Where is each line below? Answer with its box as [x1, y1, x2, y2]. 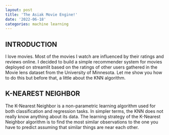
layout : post [5, 7, 33, 13]
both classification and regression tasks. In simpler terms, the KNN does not [5, 108, 163, 114]
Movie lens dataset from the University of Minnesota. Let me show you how [5, 70, 162, 76]
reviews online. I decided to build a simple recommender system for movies [5, 59, 162, 65]
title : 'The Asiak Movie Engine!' [5, 12, 78, 17]
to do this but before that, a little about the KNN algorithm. [5, 75, 126, 81]
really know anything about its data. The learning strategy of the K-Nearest [5, 113, 160, 119]
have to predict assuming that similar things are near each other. [5, 124, 139, 130]
